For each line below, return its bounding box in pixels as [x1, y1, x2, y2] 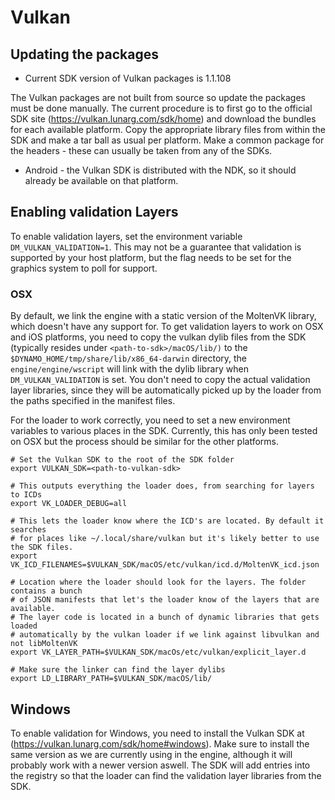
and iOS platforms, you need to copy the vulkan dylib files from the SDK [10, 331, 307, 343]
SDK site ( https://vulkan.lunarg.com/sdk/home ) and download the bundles [10, 113, 317, 125]
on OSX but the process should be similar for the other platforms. [10, 436, 280, 448]
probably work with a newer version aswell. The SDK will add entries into [10, 759, 311, 771]
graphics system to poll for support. [10, 262, 158, 274]
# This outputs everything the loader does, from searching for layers [10, 481, 315, 491]
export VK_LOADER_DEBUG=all [10, 499, 128, 509]
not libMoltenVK [10, 639, 78, 649]
